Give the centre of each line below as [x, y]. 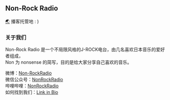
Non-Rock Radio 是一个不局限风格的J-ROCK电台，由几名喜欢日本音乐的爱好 [85, 49]
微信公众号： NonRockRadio [34, 80]
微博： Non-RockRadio [29, 73]
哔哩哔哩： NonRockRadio [32, 86]
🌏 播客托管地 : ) [22, 21]
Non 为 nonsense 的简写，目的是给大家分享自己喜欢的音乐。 [69, 62]
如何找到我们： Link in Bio [32, 92]
